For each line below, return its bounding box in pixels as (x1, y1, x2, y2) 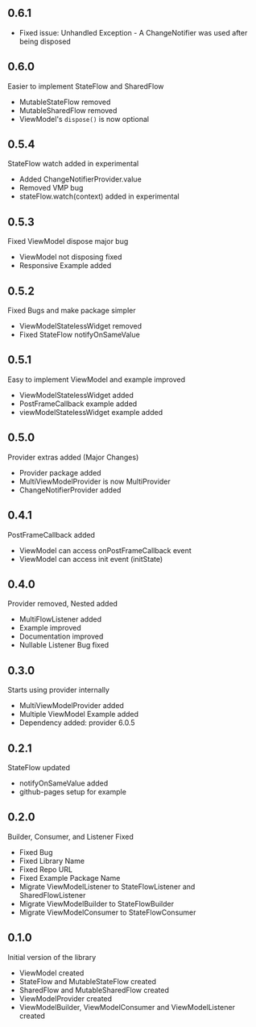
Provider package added (19, 467, 101, 477)
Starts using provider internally (7, 685, 110, 695)
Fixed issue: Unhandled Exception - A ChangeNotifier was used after (19, 27, 248, 37)
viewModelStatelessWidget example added (19, 407, 163, 417)
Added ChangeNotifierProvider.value (19, 174, 142, 184)
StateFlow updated (7, 762, 70, 772)
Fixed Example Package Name (19, 873, 121, 882)
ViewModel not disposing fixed (19, 252, 122, 262)
